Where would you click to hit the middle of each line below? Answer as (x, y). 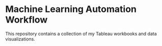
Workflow (26, 20)
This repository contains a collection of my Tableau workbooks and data (81, 33)
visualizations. (20, 39)
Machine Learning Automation (71, 9)
